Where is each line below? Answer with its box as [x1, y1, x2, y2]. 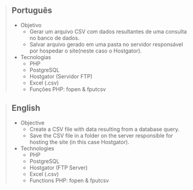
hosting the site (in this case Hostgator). [29, 138, 129, 145]
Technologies [20, 145, 54, 152]
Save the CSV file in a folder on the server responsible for [29, 131, 174, 139]
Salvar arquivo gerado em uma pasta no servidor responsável [29, 40, 183, 48]
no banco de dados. [29, 34, 80, 42]
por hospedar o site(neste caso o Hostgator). [29, 47, 142, 54]
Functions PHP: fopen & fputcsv [29, 177, 110, 184]
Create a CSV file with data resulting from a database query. [29, 125, 180, 133]
